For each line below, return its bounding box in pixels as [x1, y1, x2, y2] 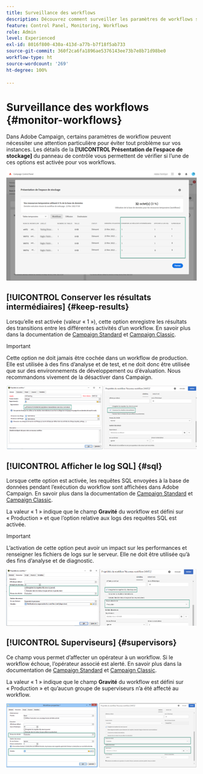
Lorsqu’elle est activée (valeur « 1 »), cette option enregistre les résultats [6, 318, 187, 325]
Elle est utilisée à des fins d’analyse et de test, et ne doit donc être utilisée [6, 360, 190, 368]
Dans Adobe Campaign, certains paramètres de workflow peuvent [6, 133, 171, 140]
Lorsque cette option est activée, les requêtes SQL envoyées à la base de [6, 477, 190, 485]
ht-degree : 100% [6, 67, 47, 73]
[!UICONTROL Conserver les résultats [6, 292, 152, 303]
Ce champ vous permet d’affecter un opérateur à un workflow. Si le [6, 653, 173, 661]
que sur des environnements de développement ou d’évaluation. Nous [6, 367, 181, 374]
